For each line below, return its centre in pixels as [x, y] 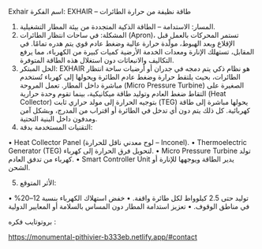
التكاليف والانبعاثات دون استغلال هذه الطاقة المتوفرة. [97, 60]
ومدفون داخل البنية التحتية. [58, 119]
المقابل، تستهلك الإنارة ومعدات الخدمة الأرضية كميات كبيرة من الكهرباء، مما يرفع [137, 52]
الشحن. [19, 167]
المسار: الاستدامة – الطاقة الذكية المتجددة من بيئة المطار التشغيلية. [117, 26]
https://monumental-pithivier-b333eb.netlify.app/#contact [103, 237]
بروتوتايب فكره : [32, 221]
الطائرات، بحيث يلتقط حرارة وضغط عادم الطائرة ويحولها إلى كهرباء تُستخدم [130, 77]
